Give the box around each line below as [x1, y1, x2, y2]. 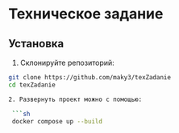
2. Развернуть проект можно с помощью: [8, 95, 143, 103]
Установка [8, 37, 65, 50]
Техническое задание [8, 5, 164, 23]
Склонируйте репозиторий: [19, 58, 114, 67]
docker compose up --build [11, 117, 103, 125]
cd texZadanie [8, 81, 56, 89]
